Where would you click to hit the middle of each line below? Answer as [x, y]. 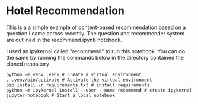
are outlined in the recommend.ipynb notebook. [64, 40]
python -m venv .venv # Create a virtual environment [74, 74]
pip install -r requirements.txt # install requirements [78, 85]
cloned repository [28, 64]
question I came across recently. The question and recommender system [95, 33]
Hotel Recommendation [65, 11]
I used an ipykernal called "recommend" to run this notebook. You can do [96, 51]
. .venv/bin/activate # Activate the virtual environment [79, 80]
